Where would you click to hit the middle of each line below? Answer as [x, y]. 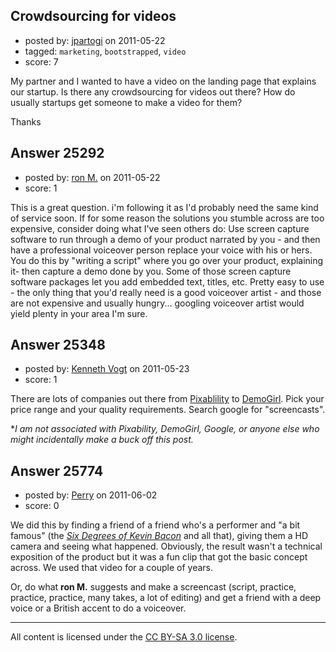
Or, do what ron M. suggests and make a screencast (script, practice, [153, 587]
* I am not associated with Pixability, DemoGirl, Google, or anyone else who [165, 429]
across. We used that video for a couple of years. [111, 568]
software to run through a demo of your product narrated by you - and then [165, 239]
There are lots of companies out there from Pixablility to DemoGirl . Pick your [167, 399]
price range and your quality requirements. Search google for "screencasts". [168, 410]
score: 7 [41, 61]
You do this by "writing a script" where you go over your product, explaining [167, 260]
